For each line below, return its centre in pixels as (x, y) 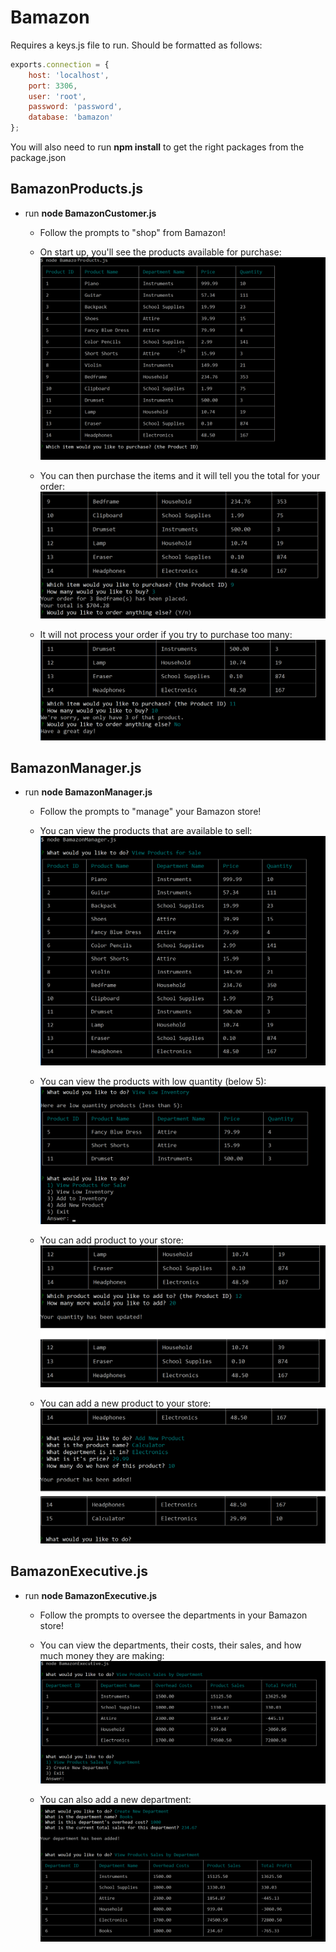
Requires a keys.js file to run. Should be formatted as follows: (136, 45)
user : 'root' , (57, 96)
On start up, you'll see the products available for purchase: (160, 252)
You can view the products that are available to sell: (146, 831)
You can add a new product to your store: (125, 1403)
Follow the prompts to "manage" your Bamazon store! (150, 812)
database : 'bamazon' (71, 117)
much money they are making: (102, 1655)
